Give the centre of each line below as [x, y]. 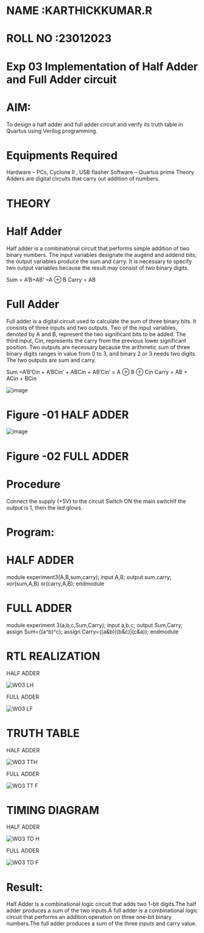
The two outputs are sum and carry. [51, 360]
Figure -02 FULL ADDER [68, 456]
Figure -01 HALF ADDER [68, 415]
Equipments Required [62, 155]
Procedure [33, 484]
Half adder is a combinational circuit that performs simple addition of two [98, 248]
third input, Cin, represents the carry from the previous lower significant [97, 340]
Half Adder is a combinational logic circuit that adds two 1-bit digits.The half [101, 904]
